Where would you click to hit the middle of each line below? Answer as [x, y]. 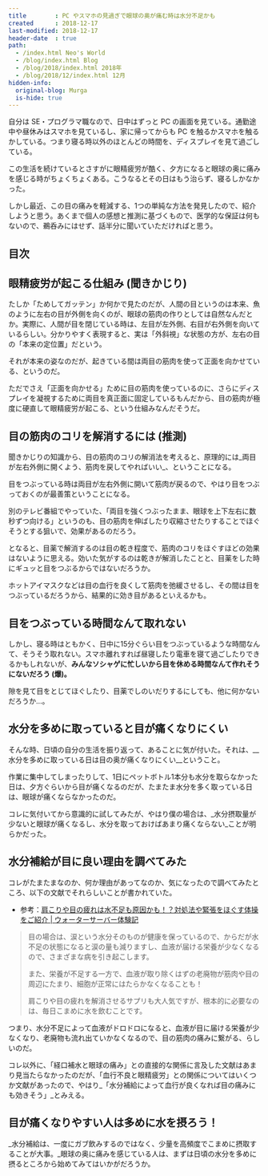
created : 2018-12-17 [53, 23]
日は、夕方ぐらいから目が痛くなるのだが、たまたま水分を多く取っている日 [131, 786]
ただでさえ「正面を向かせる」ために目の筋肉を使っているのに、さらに [124, 388]
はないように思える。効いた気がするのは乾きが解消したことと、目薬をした [131, 558]
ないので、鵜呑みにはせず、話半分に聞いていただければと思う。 [113, 226]
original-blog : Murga [52, 90]
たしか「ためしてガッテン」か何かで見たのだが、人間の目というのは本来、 [131, 304]
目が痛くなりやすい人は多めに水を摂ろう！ [113, 1123]
